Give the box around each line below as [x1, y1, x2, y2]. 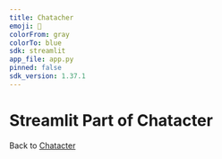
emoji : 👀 [9, 22, 42, 31]
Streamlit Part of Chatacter [9, 110, 213, 130]
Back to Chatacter [9, 140, 76, 151]
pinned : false [9, 64, 63, 73]
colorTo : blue [9, 38, 63, 48]
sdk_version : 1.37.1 [9, 72, 87, 81]
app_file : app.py [9, 55, 74, 64]
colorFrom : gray [9, 30, 70, 39]
